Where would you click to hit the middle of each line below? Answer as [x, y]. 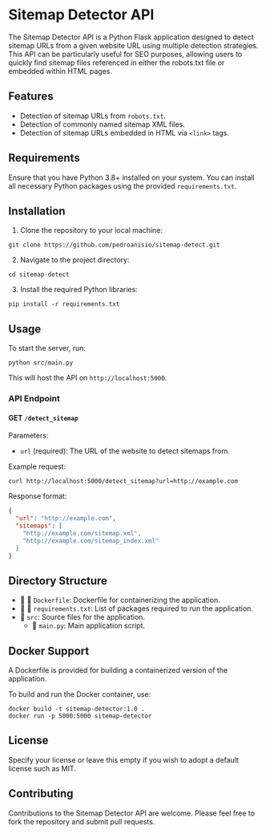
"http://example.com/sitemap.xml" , [82, 533]
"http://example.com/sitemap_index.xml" [91, 541]
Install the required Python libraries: [79, 290]
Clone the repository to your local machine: [91, 230]
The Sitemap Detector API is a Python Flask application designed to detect [131, 37]
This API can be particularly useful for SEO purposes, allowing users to [125, 54]
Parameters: [28, 436]
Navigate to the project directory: [75, 260]
